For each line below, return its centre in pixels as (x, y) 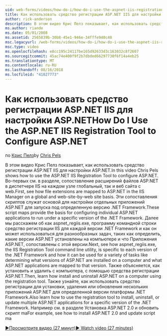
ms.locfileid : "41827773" (32, 75)
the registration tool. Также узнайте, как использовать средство (73, 281)
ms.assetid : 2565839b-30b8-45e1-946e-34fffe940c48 (59, 38)
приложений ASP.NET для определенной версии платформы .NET (75, 292)
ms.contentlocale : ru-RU (31, 65)
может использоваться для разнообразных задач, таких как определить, (83, 233)
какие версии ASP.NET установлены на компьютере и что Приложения (81, 239)
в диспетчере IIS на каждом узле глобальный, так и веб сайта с (73, 186)
